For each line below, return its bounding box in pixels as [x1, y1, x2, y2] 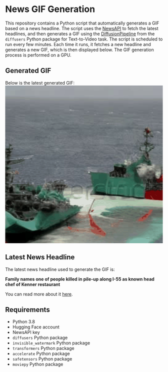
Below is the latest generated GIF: [5, 80, 75, 86]
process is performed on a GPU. [5, 52, 71, 58]
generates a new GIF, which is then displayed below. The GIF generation [5, 47, 154, 53]
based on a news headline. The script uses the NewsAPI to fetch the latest [5, 25, 158, 31]
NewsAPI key [12, 329, 40, 335]
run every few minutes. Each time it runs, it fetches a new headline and [5, 41, 151, 47]
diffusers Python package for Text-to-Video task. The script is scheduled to [5, 36, 163, 42]
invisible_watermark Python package [12, 340, 90, 346]
